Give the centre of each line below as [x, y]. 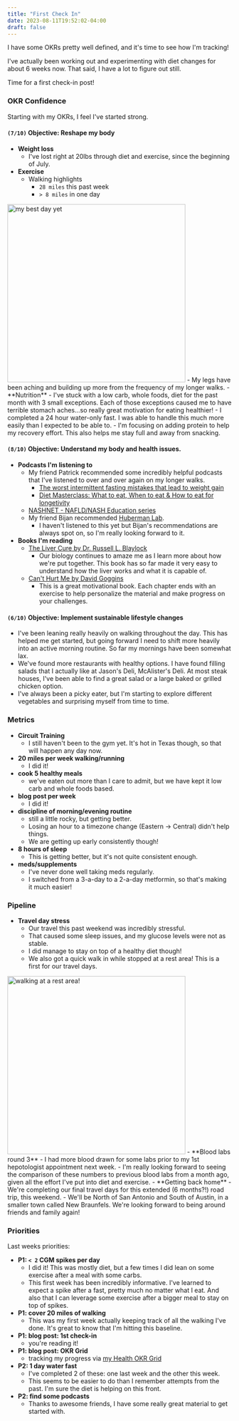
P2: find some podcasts [54, 1396]
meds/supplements [47, 864]
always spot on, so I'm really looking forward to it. [112, 533]
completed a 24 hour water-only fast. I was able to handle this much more [116, 417]
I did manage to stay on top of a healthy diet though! [105, 951]
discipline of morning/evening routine [75, 811]
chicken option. [40, 686]
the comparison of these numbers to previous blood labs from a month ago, [118, 1174]
